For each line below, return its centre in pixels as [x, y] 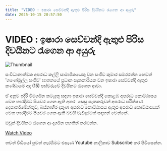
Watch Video [18, 133]
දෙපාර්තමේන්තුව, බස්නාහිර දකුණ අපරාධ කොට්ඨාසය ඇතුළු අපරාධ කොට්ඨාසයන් [82, 107]
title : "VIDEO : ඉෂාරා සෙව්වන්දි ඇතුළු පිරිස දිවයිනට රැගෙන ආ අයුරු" [71, 10]
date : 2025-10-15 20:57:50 [34, 15]
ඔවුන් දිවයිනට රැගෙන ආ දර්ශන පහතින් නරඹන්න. [52, 123]
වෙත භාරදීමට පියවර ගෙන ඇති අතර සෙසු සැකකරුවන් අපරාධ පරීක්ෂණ [74, 102]
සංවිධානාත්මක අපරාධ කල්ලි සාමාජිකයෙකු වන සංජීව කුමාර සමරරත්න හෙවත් [79, 74]
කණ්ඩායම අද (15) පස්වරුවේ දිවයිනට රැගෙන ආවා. [54, 86]
